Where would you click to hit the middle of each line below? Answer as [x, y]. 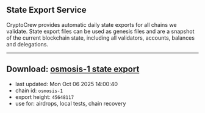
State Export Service [46, 10]
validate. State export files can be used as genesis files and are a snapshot [100, 31]
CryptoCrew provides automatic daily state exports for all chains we [92, 24]
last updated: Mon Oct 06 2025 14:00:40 [66, 84]
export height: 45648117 [45, 97]
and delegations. [27, 44]
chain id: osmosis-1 [39, 90]
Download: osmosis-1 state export [73, 69]
